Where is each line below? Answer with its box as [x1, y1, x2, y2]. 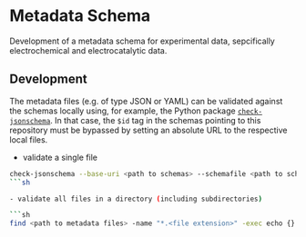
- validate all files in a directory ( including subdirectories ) [9, 194, 262, 203]
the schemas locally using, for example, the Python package [9, 105, 236, 116]
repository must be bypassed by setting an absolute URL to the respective [9, 124, 288, 135]
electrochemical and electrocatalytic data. [9, 44, 168, 55]
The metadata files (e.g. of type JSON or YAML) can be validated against [9, 95, 283, 106]
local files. [9, 133, 48, 145]
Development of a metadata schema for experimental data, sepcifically [9, 35, 275, 46]
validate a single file [22, 152, 98, 163]
